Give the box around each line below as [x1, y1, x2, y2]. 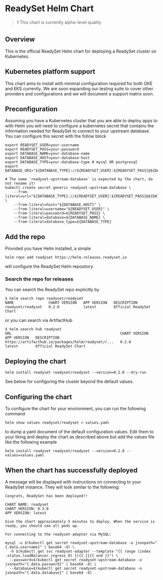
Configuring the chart [5, 393, 72, 401]
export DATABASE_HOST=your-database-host [5, 155, 90, 161]
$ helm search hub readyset [5, 327, 62, 332]
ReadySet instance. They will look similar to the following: [5, 484, 120, 490]
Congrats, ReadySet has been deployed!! [5, 493, 88, 498]
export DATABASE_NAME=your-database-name [5, 151, 90, 156]
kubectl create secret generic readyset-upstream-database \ [5, 186, 131, 190]
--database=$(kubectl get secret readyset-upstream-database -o [9, 566, 142, 571]
